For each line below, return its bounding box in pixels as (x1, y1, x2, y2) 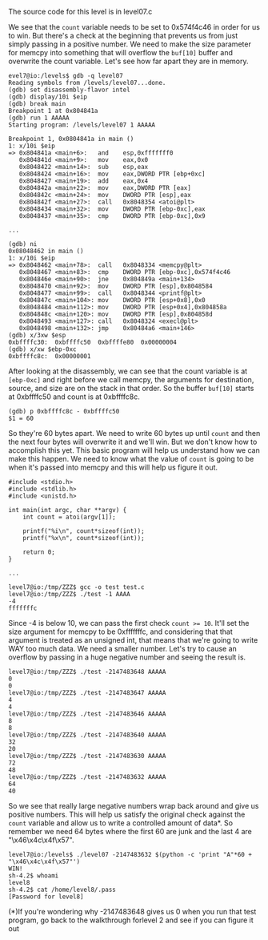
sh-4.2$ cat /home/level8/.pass (8, 886, 116, 894)
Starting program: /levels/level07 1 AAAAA (8, 121, 156, 129)
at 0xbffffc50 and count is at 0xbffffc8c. (8, 392, 140, 401)
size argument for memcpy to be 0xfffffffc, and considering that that (8, 627, 234, 636)
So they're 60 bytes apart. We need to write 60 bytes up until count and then (8, 429, 261, 438)
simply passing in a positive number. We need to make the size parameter (8, 39, 252, 49)
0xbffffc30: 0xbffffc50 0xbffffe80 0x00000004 (8, 338, 178, 346)
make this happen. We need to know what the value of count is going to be (8, 454, 254, 463)
